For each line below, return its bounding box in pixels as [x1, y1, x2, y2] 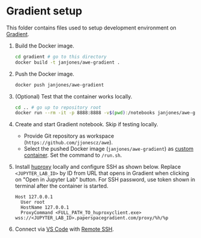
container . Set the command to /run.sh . [23, 151, 122, 159]
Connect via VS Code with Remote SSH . [14, 225, 114, 233]
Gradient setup [6, 4, 83, 18]
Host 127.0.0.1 [14, 194, 53, 200]
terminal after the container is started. [14, 182, 109, 190]
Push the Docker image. [14, 70, 75, 78]
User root [20, 200, 45, 206]
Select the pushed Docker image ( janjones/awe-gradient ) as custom [23, 145, 194, 153]
